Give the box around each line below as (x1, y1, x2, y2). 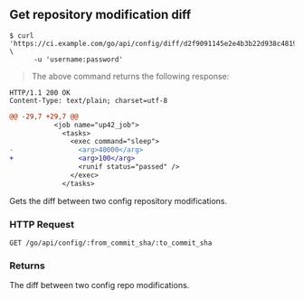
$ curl (9, 31, 34, 40)
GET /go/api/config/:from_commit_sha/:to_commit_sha (9, 238, 213, 248)
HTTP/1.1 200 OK (9, 88, 71, 98)
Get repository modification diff (9, 7, 192, 23)
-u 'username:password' (33, 54, 124, 64)
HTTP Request (9, 218, 75, 230)
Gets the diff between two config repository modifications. (9, 195, 228, 206)
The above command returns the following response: (31, 70, 230, 81)
